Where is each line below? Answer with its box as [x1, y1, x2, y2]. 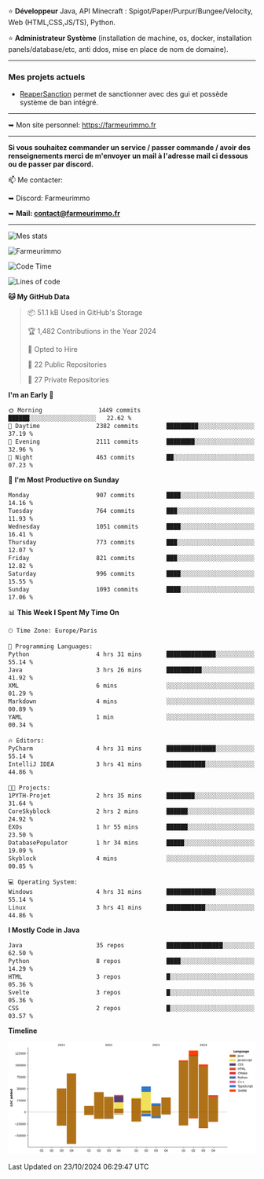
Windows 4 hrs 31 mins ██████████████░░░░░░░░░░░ [8, 888, 255, 896]
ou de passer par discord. [8, 159, 94, 169]
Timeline [8, 1026, 38, 1035]
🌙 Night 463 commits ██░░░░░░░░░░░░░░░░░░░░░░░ [8, 454, 255, 462]
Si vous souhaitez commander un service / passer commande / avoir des [8, 143, 251, 152]
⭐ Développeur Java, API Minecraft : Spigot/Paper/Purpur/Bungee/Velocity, [8, 6, 253, 16]
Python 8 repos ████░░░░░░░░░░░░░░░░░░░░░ [8, 957, 255, 965]
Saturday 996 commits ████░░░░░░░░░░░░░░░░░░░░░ [8, 570, 255, 578]
